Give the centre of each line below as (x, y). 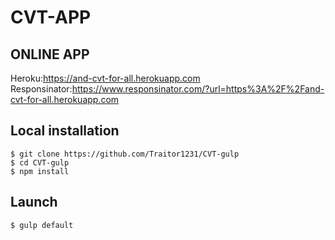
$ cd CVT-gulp (40, 162)
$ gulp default (42, 225)
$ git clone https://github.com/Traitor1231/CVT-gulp (125, 154)
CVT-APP (51, 17)
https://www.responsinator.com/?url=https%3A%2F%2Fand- (198, 89)
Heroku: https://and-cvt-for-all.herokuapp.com (105, 78)
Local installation (65, 131)
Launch (34, 202)
